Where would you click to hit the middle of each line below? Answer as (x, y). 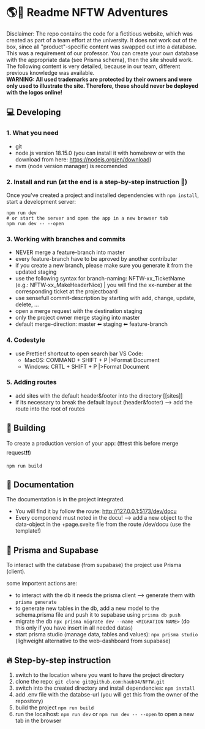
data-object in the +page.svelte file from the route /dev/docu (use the (103, 524)
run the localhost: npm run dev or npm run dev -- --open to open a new (105, 714)
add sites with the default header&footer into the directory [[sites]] (99, 395)
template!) (28, 531)
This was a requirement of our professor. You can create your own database (102, 53)
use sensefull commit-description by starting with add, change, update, (105, 298)
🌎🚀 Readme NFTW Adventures (87, 13)
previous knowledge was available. (50, 72)
